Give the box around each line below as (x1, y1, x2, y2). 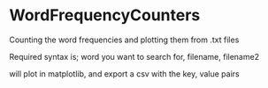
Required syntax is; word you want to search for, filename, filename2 (9, 51, 259, 62)
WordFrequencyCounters (9, 5, 201, 26)
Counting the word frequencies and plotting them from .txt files (9, 34, 240, 45)
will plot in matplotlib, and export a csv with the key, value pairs (9, 68, 241, 79)
